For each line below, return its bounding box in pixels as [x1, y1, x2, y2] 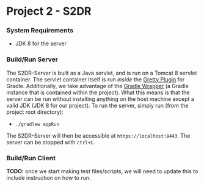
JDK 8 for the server [15, 40, 67, 47]
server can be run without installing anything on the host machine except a [6, 95, 194, 102]
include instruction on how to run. [6, 174, 91, 182]
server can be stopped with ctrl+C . [6, 138, 95, 146]
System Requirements [6, 26, 74, 35]
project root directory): [6, 108, 64, 116]
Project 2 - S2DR [6, 4, 92, 18]
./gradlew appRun [15, 121, 60, 127]
